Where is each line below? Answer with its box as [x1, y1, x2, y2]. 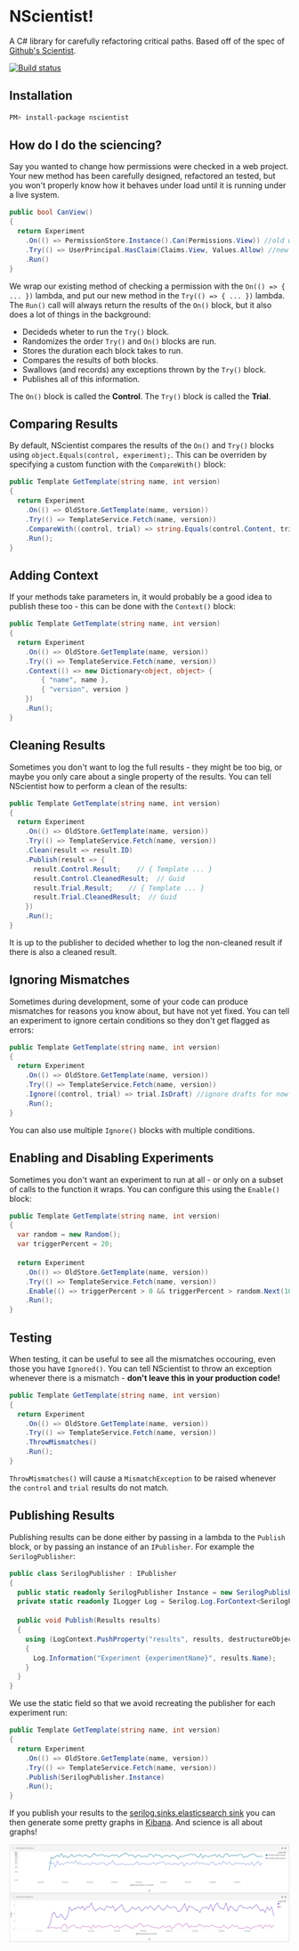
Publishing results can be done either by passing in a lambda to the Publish [9, 1531, 287, 1542]
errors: [9, 1024, 34, 1035]
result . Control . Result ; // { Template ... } [32, 864, 214, 874]
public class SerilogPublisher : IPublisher [9, 1569, 177, 1578]
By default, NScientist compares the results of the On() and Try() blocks [9, 440, 275, 451]
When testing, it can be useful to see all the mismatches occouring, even [9, 1353, 276, 1364]
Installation [9, 88, 73, 103]
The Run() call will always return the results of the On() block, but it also [9, 299, 272, 310]
